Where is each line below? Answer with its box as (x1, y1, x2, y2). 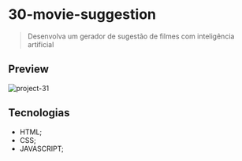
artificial (27, 39, 54, 49)
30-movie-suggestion (8, 5, 156, 24)
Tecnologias (8, 106, 70, 119)
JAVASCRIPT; (19, 144, 65, 153)
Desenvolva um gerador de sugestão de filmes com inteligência (27, 31, 235, 41)
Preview (8, 63, 50, 76)
